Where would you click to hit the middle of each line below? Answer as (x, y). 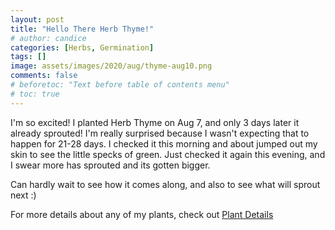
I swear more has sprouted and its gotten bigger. (110, 165)
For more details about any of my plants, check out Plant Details (142, 214)
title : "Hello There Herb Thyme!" (82, 29)
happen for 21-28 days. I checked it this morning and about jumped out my (164, 143)
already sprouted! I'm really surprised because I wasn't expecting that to (160, 133)
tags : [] (28, 57)
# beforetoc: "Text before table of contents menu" (120, 85)
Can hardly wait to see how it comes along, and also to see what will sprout (165, 184)
